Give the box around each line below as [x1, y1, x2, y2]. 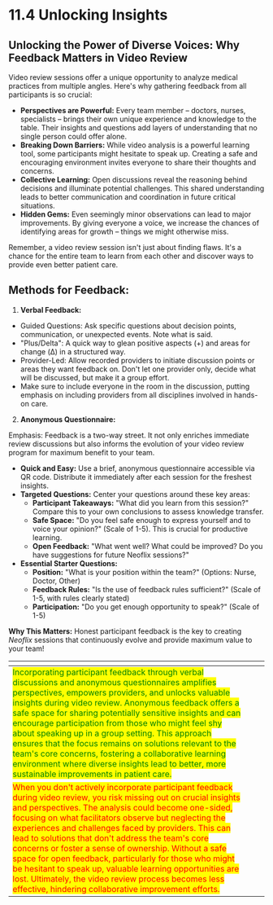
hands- [234, 389, 258, 400]
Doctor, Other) [32, 576, 81, 586]
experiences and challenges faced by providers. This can [12, 822, 232, 833]
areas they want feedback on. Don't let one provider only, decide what [19, 364, 256, 374]
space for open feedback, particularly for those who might [12, 853, 236, 864]
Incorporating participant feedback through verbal [12, 666, 205, 678]
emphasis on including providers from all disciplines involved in [19, 389, 233, 400]
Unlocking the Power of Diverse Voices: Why [8, 38, 240, 52]
